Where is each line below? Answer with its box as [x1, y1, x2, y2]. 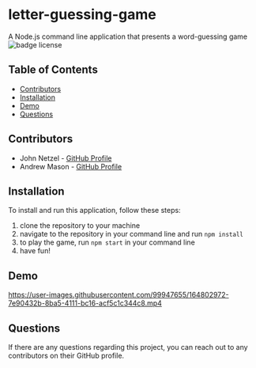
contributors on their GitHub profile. [8, 351, 125, 360]
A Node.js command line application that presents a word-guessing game [8, 32, 248, 41]
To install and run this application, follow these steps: [8, 206, 181, 215]
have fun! [19, 246, 51, 256]
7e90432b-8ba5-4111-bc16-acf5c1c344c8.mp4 [8, 298, 162, 308]
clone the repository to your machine [19, 221, 141, 230]
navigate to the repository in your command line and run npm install [19, 230, 243, 239]
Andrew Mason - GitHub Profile [19, 161, 122, 171]
